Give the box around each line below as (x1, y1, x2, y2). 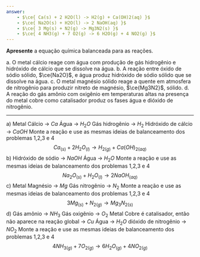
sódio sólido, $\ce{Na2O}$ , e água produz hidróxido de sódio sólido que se (6, 72, 192, 79)
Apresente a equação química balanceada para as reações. (6, 47, 154, 54)
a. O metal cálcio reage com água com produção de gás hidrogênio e (6, 59, 176, 66)
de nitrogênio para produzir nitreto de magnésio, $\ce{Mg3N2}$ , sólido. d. (6, 84, 189, 91)
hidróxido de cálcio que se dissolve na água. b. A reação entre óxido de (6, 65, 182, 72)
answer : (6, 8, 26, 15)
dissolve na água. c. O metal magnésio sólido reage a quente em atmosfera (6, 78, 191, 85)
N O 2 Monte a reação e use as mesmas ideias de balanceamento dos (6, 225, 174, 234)
